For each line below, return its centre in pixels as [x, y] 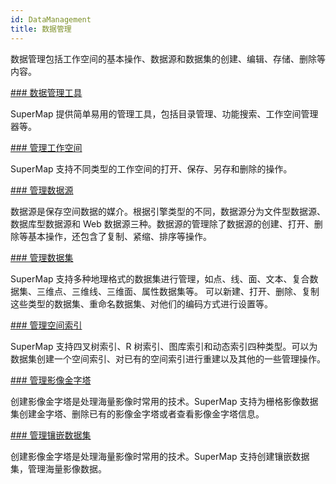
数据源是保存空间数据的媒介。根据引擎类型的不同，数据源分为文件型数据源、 [168, 211]
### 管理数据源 [42, 190]
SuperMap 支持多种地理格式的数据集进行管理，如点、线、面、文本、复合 [160, 278]
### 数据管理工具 [46, 92]
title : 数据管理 [41, 29]
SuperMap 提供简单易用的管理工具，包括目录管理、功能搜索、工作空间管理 [164, 113]
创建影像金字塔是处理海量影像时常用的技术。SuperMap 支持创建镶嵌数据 [160, 456]
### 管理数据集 [42, 257]
